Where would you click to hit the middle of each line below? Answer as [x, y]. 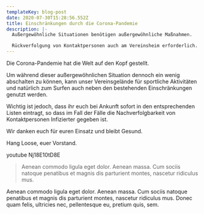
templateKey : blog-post [37, 12]
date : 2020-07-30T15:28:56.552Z [47, 18]
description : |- [27, 29]
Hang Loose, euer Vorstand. [42, 143]
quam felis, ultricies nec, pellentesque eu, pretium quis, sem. [83, 205]
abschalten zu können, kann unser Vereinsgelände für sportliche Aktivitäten [102, 81]
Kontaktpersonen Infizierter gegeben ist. [57, 119]
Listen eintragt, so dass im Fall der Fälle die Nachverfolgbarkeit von [91, 113]
